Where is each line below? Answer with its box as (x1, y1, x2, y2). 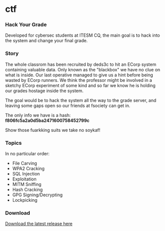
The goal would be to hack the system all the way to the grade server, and (5, 97, 157, 103)
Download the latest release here (5, 221, 73, 227)
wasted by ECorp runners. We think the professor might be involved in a (5, 77, 152, 83)
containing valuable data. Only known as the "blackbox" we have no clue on (5, 66, 161, 72)
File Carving (12, 160, 37, 167)
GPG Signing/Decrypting (12, 192, 63, 198)
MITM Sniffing (12, 181, 42, 187)
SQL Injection (12, 171, 40, 177)
